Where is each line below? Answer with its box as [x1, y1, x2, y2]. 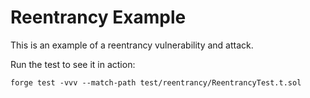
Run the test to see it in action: [10, 58, 136, 70]
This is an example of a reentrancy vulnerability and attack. [10, 39, 254, 51]
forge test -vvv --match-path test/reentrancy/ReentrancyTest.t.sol [10, 77, 302, 88]
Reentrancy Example [10, 6, 187, 29]
